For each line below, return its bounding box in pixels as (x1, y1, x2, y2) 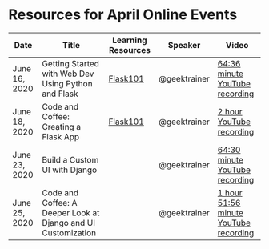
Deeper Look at (42, 207, 100, 218)
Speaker (167, 39, 201, 50)
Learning (111, 34, 147, 46)
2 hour (217, 106, 243, 117)
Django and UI (42, 217, 96, 228)
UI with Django (42, 164, 98, 175)
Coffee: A (42, 197, 78, 208)
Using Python (42, 78, 94, 89)
